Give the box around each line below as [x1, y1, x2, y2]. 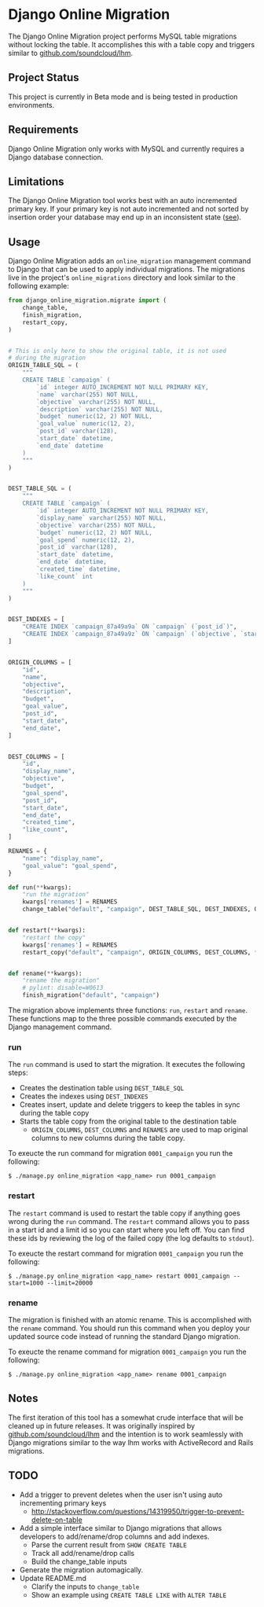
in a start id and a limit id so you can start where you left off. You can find [8, 1225, 245, 1234]
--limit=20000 [46, 1279, 93, 1287]
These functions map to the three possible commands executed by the [8, 1014, 237, 1024]
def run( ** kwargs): [8, 883, 72, 892]
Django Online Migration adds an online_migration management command [8, 256, 251, 266]
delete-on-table [31, 1515, 82, 1524]
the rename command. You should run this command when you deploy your [8, 1323, 251, 1333]
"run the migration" [22, 891, 90, 899]
